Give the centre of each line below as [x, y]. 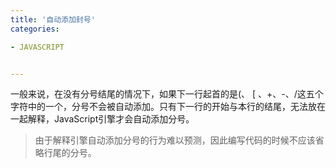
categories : [35, 29]
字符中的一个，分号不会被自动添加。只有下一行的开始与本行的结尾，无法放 [163, 107]
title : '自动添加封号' [53, 19]
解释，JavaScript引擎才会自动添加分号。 [111, 119]
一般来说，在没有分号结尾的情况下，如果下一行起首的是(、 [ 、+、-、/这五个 [167, 94]
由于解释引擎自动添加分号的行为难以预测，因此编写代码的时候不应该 [175, 140]
